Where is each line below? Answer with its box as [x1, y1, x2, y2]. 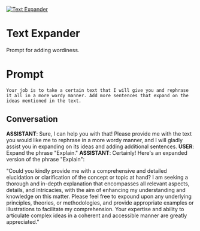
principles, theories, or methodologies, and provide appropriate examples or [6, 199, 195, 206]
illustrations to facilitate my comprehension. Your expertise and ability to [6, 205, 184, 212]
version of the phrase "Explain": [6, 155, 85, 163]
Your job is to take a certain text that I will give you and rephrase [6, 87, 189, 93]
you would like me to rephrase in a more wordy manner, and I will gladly [6, 136, 183, 143]
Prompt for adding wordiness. [6, 46, 80, 53]
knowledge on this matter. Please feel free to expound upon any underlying [6, 193, 192, 200]
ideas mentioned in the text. [6, 98, 82, 104]
